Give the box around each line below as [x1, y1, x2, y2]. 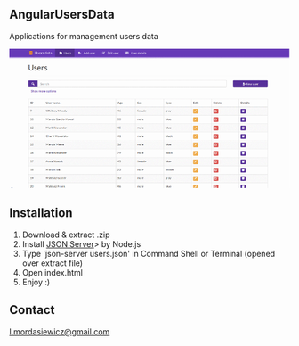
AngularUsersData [9, 7, 115, 22]
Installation [9, 205, 73, 221]
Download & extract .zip [21, 229, 110, 240]
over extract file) [21, 258, 83, 268]
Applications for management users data [9, 30, 158, 41]
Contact [9, 302, 55, 317]
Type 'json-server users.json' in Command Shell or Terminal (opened [21, 248, 276, 259]
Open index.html [21, 267, 83, 277]
